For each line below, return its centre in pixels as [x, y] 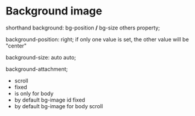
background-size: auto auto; [41, 57]
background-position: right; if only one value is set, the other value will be [97, 39]
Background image [54, 11]
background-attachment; [37, 69]
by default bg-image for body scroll [59, 106]
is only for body [34, 93]
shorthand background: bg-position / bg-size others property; [83, 28]
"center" [16, 46]
